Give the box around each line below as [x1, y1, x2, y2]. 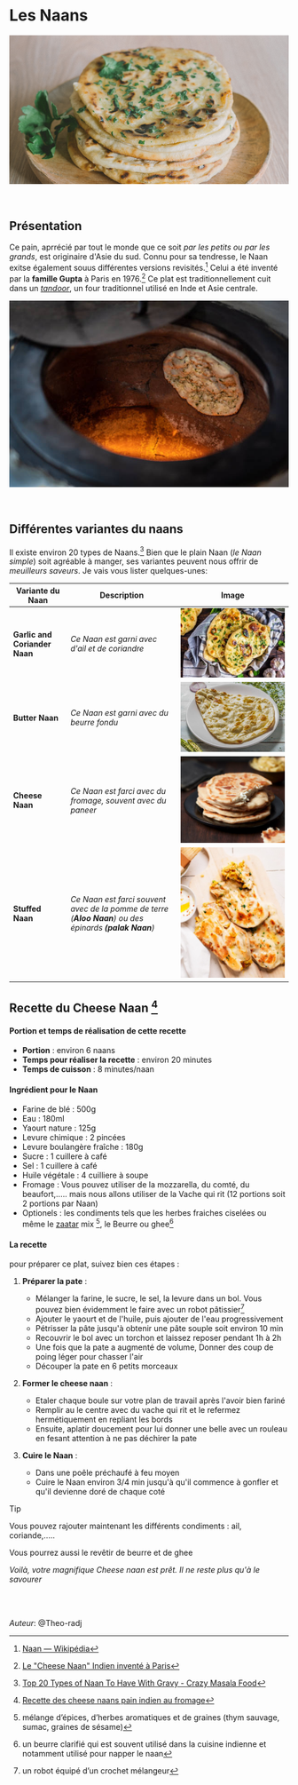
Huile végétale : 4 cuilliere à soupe [21, 1170, 149, 1181]
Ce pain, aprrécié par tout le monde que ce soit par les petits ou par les [9, 242, 271, 253]
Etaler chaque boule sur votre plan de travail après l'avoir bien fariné [35, 1395, 286, 1406]
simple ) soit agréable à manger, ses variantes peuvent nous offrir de [9, 556, 259, 567]
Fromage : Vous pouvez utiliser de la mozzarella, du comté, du [21, 1179, 250, 1190]
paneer [70, 805, 98, 815]
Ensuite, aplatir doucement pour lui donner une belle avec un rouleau [35, 1423, 288, 1434]
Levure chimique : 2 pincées [21, 1132, 126, 1143]
